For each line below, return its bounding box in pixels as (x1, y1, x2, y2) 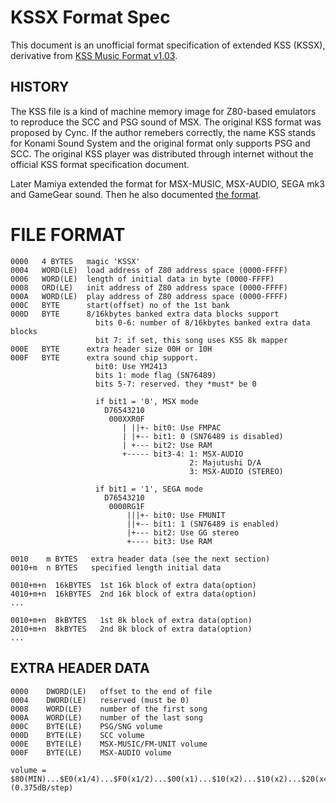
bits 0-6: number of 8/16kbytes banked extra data (95, 317, 311, 328)
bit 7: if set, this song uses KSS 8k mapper (95, 335, 288, 345)
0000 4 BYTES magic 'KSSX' (10, 256, 141, 266)
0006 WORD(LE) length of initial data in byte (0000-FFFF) (10, 274, 275, 284)
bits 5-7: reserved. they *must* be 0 (95, 379, 257, 389)
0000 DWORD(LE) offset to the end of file (10, 686, 213, 696)
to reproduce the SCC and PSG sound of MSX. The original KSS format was (10, 116, 322, 128)
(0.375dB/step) (10, 782, 74, 793)
